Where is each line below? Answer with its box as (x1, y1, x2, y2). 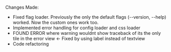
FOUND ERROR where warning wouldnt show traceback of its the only (12, 30, 161, 36)
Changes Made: (5, 5, 39, 10)
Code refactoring (12, 41, 49, 47)
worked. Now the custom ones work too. (12, 20, 99, 25)
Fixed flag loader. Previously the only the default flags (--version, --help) (12, 14, 166, 20)
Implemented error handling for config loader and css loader (12, 25, 141, 31)
